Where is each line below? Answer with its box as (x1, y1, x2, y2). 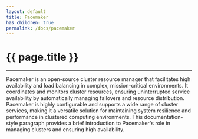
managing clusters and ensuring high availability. (6, 126, 125, 133)
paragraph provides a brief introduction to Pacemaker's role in (19, 119, 171, 127)
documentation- (144, 114, 183, 121)
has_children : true (6, 20, 54, 25)
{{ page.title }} (6, 51, 79, 64)
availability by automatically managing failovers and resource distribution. (6, 95, 184, 102)
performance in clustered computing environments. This (6, 114, 143, 121)
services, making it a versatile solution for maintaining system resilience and (6, 107, 192, 114)
